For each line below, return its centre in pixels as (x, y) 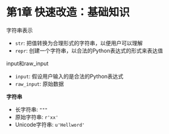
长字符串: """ (31, 109)
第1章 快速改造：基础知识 (68, 12)
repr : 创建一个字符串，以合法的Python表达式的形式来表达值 (89, 50)
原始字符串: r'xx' (37, 117)
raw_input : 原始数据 (40, 84)
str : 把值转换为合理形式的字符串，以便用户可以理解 (79, 43)
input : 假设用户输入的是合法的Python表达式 (69, 76)
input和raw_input (27, 63)
